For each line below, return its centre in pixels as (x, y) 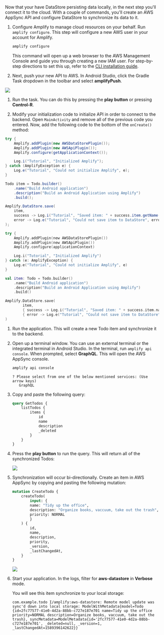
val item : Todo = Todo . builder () (39, 278)
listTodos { (33, 408)
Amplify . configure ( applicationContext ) (54, 247)
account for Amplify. (33, 37)
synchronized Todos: (33, 459)
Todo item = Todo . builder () (34, 184)
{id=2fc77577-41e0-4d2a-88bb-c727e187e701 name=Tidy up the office (82, 611)
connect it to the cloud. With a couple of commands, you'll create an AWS (79, 12)
